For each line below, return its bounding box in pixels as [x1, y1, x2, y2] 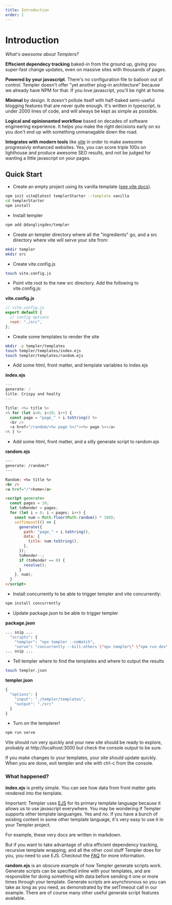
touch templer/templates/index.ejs [5, 348, 81, 353]
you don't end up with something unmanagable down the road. [5, 129, 138, 135]
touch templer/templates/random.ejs [5, 353, 83, 358]
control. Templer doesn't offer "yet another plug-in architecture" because [5, 82, 160, 88]
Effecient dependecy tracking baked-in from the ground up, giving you [5, 61, 157, 67]
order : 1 [5, 12, 24, 17]
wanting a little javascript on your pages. [5, 155, 91, 161]
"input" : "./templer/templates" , [14, 697, 86, 702]
